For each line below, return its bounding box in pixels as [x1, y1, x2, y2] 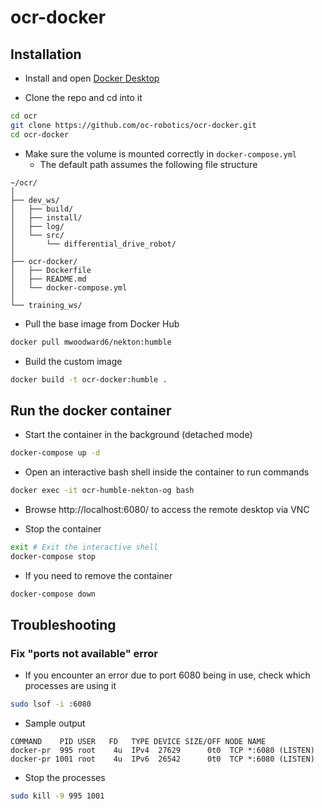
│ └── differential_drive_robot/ [10, 239, 177, 249]
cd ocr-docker [10, 129, 70, 140]
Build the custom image [24, 355, 123, 367]
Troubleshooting [10, 616, 117, 633]
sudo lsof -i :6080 [10, 699, 92, 710]
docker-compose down [10, 589, 97, 599]
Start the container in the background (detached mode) [24, 429, 253, 441]
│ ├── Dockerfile [10, 265, 92, 275]
